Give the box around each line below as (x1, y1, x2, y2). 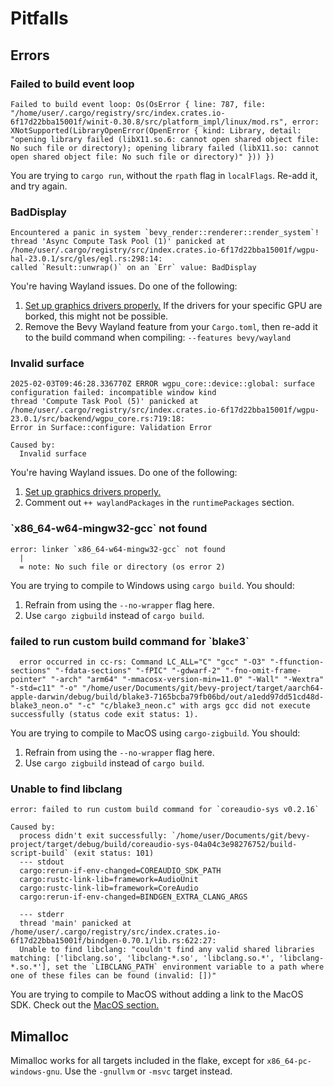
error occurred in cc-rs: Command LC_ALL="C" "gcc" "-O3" (19, 657, 267, 667)
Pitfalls (10, 7, 69, 30)
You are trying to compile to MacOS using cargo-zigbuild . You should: (10, 727, 301, 739)
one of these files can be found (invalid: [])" (10, 971, 217, 981)
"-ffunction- (269, 657, 325, 667)
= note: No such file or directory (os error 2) (19, 562, 226, 572)
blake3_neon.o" (10, 701, 74, 711)
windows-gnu (10, 1067, 60, 1077)
